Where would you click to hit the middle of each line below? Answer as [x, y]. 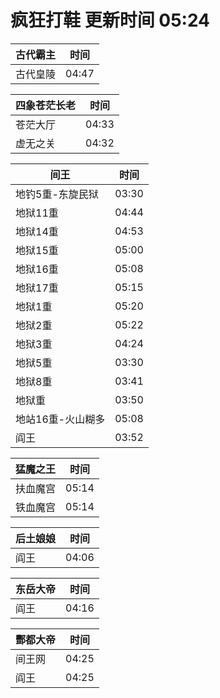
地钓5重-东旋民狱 [57, 194]
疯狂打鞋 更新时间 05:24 [110, 20]
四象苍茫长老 [46, 105]
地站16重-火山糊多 [60, 419]
